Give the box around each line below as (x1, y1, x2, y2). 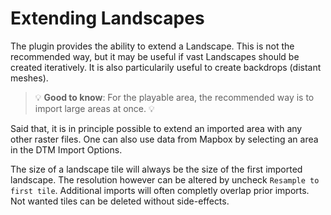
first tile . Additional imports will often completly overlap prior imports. (10, 184, 310, 196)
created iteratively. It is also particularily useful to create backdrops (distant (10, 61, 322, 73)
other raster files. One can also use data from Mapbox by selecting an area (10, 133, 319, 145)
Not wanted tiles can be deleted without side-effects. (10, 195, 230, 207)
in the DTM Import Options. (10, 143, 123, 156)
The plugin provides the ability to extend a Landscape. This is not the (10, 40, 295, 52)
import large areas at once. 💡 (34, 102, 155, 114)
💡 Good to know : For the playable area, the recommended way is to (34, 91, 315, 103)
